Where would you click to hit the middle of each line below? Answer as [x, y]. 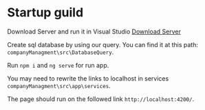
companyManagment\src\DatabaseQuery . [61, 52]
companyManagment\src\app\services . [59, 85]
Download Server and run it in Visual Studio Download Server [94, 31]
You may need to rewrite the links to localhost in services [88, 78]
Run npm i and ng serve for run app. [58, 65]
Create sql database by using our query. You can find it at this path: [102, 44]
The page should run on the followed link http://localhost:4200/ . [101, 99]
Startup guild [45, 13]
